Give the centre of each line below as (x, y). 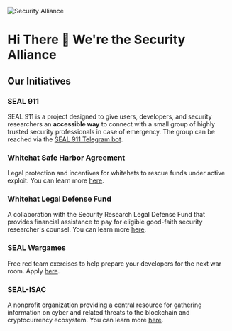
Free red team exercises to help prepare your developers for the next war (115, 264)
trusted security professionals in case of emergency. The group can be (111, 131)
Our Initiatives (39, 81)
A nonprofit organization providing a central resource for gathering (105, 305)
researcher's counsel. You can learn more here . (77, 229)
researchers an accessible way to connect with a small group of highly (111, 124)
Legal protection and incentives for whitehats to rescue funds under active (116, 173)
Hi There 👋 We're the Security (96, 40)
